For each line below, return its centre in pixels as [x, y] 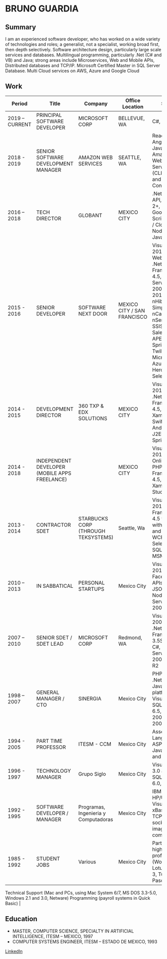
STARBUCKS [93, 519]
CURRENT [20, 124]
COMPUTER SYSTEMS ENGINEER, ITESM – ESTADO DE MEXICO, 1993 [85, 942]
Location [133, 107]
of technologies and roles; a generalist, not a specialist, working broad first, [83, 44]
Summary [21, 27]
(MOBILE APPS [54, 473]
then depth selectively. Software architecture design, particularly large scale [83, 50]
